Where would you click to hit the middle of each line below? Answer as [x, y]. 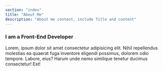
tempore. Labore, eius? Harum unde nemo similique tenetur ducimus [76, 58]
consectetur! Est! [23, 64]
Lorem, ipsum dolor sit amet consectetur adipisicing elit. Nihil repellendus [82, 48]
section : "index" [23, 10]
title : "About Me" [24, 15]
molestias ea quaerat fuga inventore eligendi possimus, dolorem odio [77, 53]
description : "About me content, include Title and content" [71, 19]
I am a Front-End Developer [39, 37]
